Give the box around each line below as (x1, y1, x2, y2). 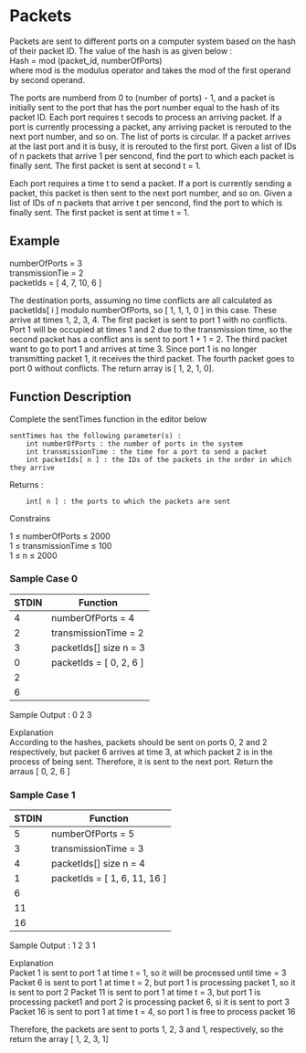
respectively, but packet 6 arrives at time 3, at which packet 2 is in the (9, 746, 273, 757)
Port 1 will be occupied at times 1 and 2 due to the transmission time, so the (9, 323, 292, 334)
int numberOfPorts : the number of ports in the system (26, 439, 244, 448)
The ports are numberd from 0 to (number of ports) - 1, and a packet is (9, 92, 276, 103)
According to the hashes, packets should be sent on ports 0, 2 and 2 (9, 736, 268, 747)
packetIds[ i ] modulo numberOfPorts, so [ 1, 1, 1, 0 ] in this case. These (9, 304, 277, 315)
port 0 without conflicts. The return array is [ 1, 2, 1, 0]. (9, 363, 215, 374)
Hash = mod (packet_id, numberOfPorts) (9, 55, 163, 66)
